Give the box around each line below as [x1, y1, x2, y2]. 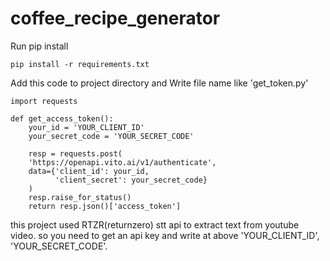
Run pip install [10, 40, 69, 52]
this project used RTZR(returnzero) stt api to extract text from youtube [10, 218, 300, 231]
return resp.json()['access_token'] [28, 201, 182, 211]
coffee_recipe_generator [10, 7, 221, 30]
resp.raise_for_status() [28, 192, 132, 202]
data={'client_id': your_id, [28, 166, 150, 176]
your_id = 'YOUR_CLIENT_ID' [28, 122, 145, 132]
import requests [10, 96, 78, 106]
